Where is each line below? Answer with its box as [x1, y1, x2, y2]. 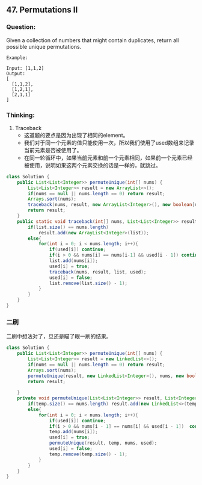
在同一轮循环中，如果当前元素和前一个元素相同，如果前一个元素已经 [23, 154, 193, 161]
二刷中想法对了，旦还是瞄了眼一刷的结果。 [6, 333, 112, 340]
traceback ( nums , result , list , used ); [49, 269, 147, 275]
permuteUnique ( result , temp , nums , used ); [49, 440, 158, 446]
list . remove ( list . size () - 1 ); [49, 280, 128, 286]
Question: [6, 23, 36, 31]
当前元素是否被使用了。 [23, 146, 82, 154]
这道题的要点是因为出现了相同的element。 [23, 131, 129, 139]
